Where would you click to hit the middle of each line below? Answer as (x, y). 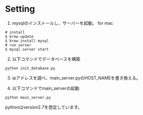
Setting (20, 9)
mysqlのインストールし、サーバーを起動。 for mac (63, 23)
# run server (18, 45)
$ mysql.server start (27, 49)
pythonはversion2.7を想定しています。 (44, 107)
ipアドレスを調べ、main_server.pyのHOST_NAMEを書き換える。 (76, 78)
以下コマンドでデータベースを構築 (46, 59)
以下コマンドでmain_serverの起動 (46, 88)
